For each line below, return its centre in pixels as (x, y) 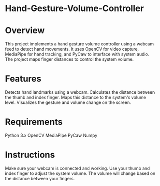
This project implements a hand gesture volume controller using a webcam (79, 44)
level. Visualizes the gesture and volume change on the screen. (68, 102)
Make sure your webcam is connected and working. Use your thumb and (77, 168)
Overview (25, 31)
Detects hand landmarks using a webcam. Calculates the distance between (80, 92)
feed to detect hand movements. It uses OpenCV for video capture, (72, 49)
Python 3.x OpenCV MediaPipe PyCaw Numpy (51, 135)
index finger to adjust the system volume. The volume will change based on (80, 173)
